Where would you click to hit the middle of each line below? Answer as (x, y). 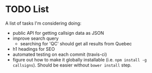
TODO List (27, 9)
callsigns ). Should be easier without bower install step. (72, 65)
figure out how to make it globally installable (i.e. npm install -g (80, 59)
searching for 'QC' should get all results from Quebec (76, 43)
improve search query (36, 38)
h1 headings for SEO (34, 49)
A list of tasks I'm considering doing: (43, 23)
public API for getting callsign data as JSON (58, 33)
